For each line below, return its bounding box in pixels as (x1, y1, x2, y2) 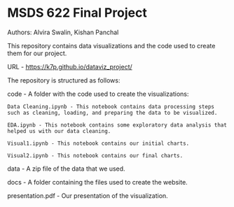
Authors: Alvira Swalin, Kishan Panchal (7, 28, 119, 36)
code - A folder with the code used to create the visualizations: (7, 90, 189, 98)
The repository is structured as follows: (7, 76, 121, 85)
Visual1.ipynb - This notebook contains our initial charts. (7, 140, 190, 147)
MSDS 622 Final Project (7, 5, 147, 21)
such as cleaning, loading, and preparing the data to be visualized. (7, 109, 218, 116)
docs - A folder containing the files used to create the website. (7, 178, 188, 186)
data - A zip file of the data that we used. (7, 164, 125, 173)
